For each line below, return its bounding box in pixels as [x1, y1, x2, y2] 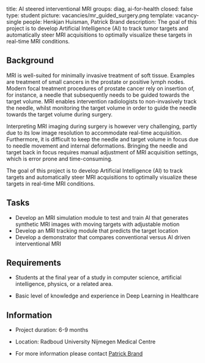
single [6, 18, 22, 25]
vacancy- [175, 12, 199, 19]
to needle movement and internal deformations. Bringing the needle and [6, 142, 188, 149]
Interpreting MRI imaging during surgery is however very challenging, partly [6, 122, 197, 130]
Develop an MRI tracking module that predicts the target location [15, 226, 179, 234]
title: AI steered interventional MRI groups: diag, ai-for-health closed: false [6, 6, 193, 12]
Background [6, 55, 54, 66]
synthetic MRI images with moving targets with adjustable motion [15, 220, 180, 228]
